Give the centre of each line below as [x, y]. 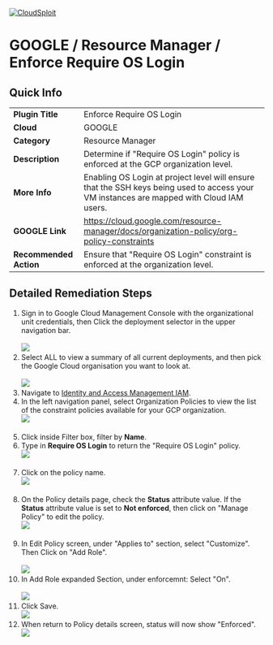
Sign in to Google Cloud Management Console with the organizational [137, 313]
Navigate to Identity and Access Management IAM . [106, 392]
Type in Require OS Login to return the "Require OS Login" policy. [131, 445]
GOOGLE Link [40, 231]
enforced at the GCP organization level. [158, 164]
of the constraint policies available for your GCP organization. [124, 409]
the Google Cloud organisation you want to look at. [106, 366]
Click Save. [40, 606]
